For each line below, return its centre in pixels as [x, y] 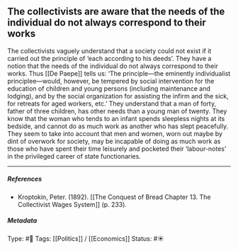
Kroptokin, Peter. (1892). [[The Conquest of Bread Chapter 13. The [114, 197]
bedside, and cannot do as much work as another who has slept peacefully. [118, 126]
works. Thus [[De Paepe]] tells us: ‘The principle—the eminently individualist [119, 73]
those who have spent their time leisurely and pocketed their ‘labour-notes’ [117, 149]
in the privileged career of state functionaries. [74, 156]
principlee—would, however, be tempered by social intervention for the [111, 81]
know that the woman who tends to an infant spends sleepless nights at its [116, 118]
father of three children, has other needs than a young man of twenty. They [117, 111]
